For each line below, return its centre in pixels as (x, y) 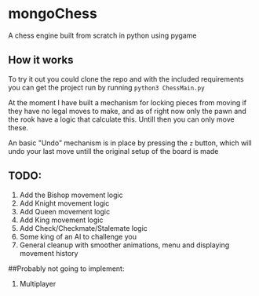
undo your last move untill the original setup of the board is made (113, 151)
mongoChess (53, 14)
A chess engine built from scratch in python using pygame (102, 35)
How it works (41, 60)
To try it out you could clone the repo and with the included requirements (126, 79)
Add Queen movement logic (65, 211)
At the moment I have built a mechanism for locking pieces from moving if (128, 102)
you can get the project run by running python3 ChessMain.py (107, 87)
